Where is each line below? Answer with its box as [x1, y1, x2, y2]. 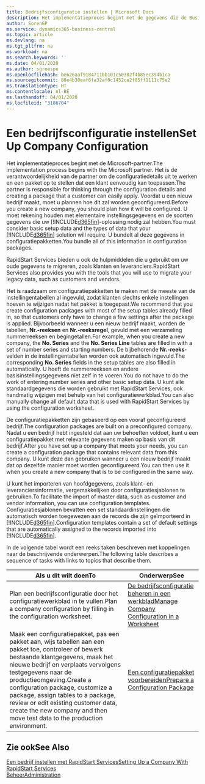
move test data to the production [9, 714, 103, 722]
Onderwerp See [139, 571, 185, 580]
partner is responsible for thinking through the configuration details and [6, 185, 186, 193]
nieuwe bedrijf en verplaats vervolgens [9, 660, 121, 668]
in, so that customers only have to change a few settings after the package [6, 313, 194, 320]
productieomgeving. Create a [9, 675, 92, 684]
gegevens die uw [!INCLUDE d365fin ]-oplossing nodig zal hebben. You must [6, 218, 196, 225]
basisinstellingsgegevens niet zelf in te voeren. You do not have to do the [6, 371, 189, 379]
